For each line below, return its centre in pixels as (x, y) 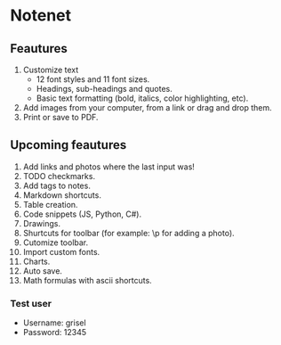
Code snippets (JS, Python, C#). (82, 214)
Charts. (36, 261)
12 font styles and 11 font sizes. (93, 79)
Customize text (51, 70)
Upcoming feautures (68, 145)
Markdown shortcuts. (62, 195)
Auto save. (43, 271)
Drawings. (42, 223)
